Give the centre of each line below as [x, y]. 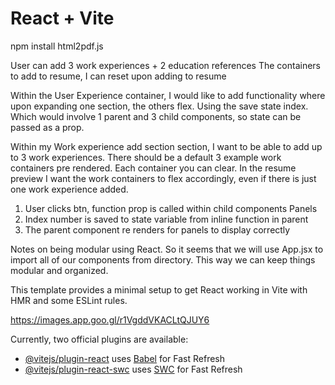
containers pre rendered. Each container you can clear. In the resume [153, 168]
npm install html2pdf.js [57, 46]
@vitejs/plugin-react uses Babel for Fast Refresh [125, 358]
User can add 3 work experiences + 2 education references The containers [165, 65]
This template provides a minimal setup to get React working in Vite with [159, 289]
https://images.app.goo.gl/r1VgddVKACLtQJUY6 [110, 319]
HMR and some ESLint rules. [69, 300]
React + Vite [62, 18]
